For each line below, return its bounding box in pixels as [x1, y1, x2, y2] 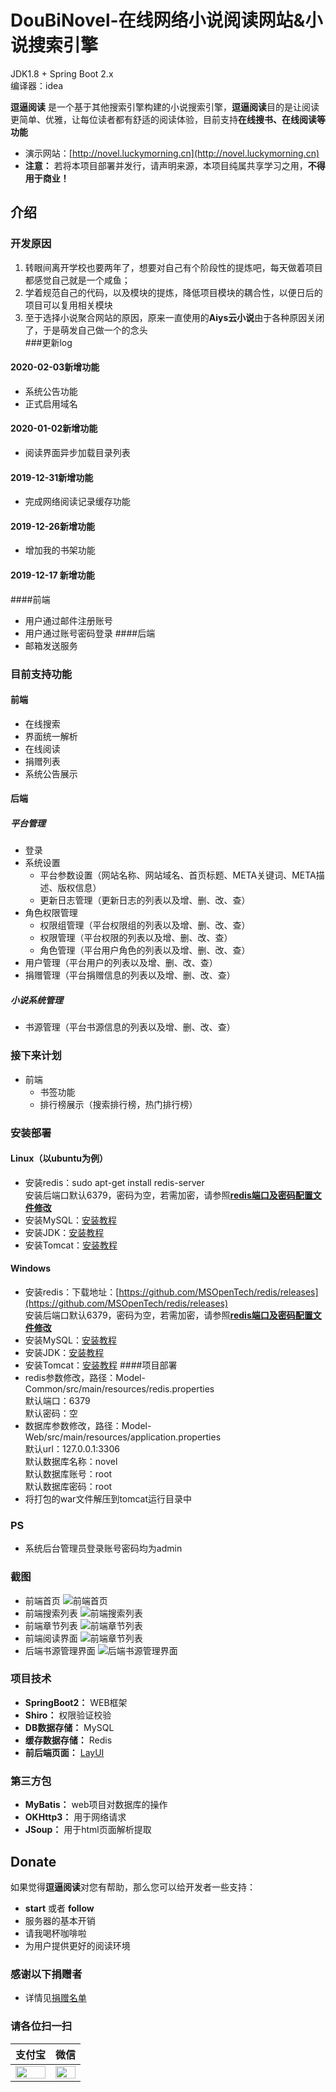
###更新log [24, 336, 73, 348]
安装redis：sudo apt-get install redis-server [24, 1176, 205, 1188]
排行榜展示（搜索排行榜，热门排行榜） [39, 1098, 198, 1110]
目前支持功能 [10, 667, 73, 681]
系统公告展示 [24, 767, 78, 780]
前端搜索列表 [24, 1607, 78, 1619]
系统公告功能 [24, 385, 78, 397]
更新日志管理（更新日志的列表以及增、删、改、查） [39, 894, 251, 906]
